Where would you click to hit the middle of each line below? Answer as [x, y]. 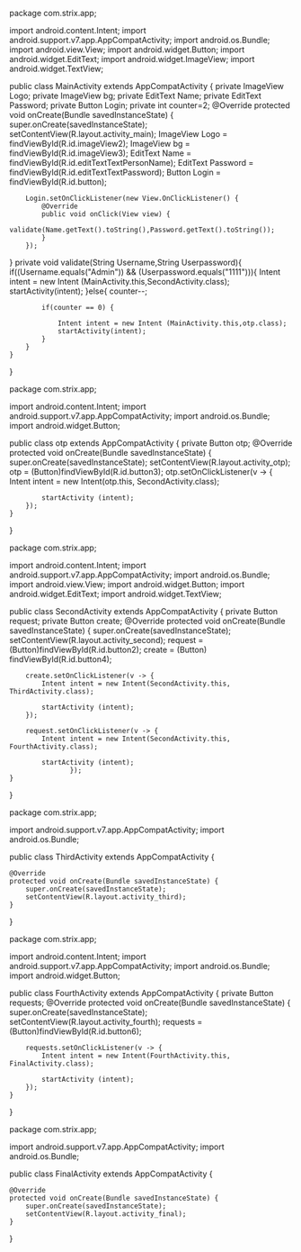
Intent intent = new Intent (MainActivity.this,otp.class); [172, 323]
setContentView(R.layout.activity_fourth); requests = [106, 1022]
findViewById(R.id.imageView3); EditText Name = [101, 153]
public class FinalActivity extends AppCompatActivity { [111, 1174]
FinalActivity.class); [52, 1064]
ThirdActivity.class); [52, 692]
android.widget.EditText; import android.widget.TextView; [115, 594]
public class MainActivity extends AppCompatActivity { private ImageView [147, 86]
